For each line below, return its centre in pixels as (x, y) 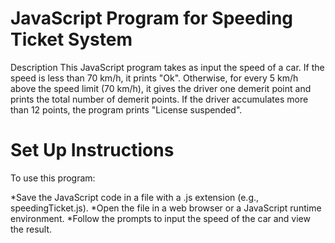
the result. (31, 229)
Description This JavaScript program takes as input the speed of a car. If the (167, 67)
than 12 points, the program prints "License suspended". (126, 109)
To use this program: (53, 178)
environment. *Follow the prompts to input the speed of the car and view (160, 218)
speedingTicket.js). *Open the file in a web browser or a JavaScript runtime (166, 208)
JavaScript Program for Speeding (152, 18)
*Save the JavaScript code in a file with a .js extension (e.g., (135, 197)
